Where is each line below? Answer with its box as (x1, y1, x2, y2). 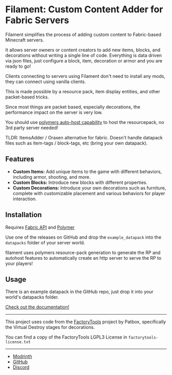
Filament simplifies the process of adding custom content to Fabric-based (5, 31, 161, 37)
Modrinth (12, 353, 32, 360)
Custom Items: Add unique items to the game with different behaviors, (12, 168, 162, 175)
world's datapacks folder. (5, 294, 59, 300)
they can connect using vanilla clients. (5, 78, 86, 85)
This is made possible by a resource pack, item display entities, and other (5, 88, 160, 94)
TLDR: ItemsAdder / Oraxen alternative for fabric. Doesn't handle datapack (5, 134, 163, 140)
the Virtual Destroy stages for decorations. (5, 324, 95, 330)
